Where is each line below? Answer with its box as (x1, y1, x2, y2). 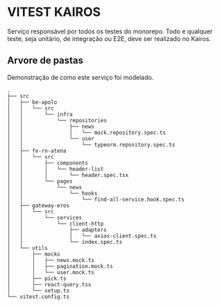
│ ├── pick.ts (7, 275, 67, 282)
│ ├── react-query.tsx (7, 281, 92, 288)
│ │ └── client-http (7, 220, 104, 227)
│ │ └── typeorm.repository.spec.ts (7, 141, 176, 148)
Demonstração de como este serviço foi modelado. (7, 73, 154, 81)
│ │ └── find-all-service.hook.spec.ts (7, 196, 185, 203)
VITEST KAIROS (7, 4, 101, 20)
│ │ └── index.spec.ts (7, 238, 123, 245)
